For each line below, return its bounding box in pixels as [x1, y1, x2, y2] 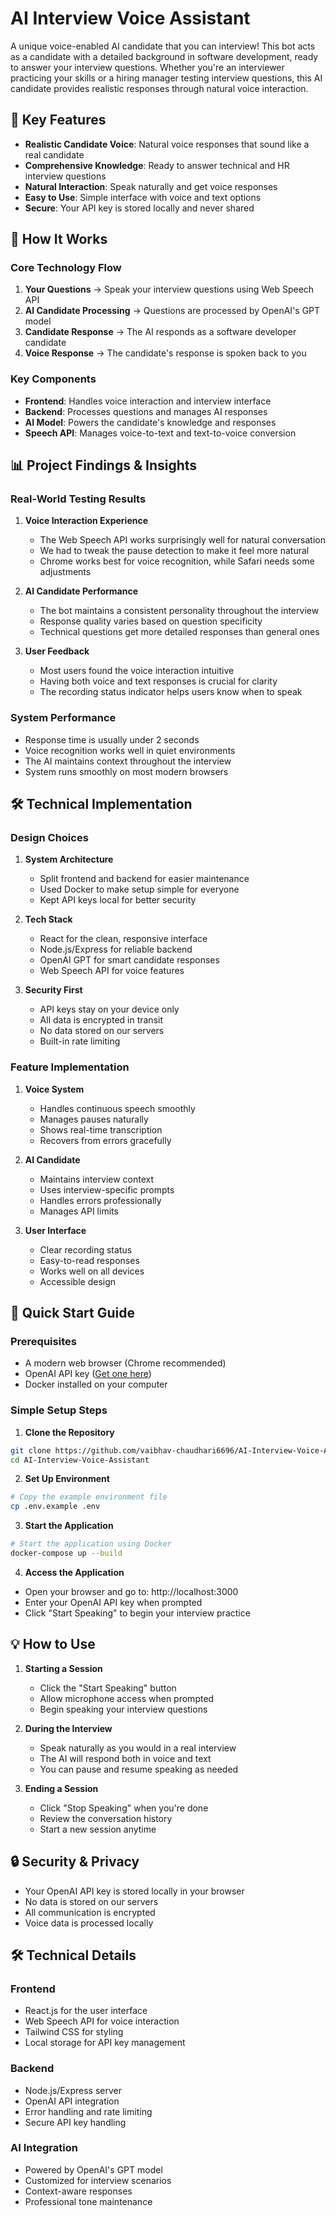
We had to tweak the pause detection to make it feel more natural [39, 545, 310, 557]
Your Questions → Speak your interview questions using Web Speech [24, 283, 315, 296]
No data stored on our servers [39, 1025, 165, 1037]
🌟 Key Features [10, 112, 107, 129]
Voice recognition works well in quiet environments [24, 744, 236, 756]
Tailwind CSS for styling [24, 2026, 124, 2038]
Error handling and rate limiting [24, 2105, 153, 2117]
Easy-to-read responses [39, 1254, 140, 1266]
